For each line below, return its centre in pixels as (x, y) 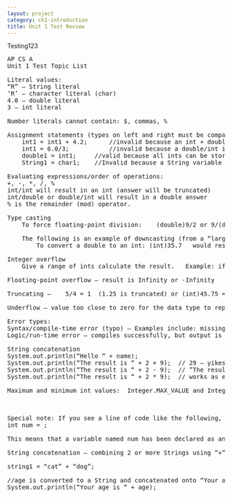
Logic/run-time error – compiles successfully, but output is (115, 335)
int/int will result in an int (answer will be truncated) (109, 190)
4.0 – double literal (44, 100)
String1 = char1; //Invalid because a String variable (122, 163)
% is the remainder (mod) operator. (69, 204)
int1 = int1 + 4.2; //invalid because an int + (113, 142)
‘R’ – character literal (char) (62, 94)
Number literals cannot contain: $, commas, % (87, 121)
